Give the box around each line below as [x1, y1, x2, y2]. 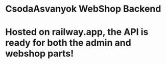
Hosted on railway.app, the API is [5, 26, 149, 38]
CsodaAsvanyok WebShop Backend [5, 3, 161, 15]
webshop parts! [5, 48, 74, 59]
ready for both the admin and [5, 37, 131, 49]
